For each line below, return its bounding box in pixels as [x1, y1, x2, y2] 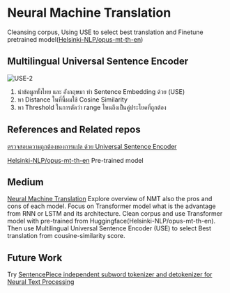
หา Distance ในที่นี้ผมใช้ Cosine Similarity [17, 95, 128, 104]
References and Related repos [7, 124, 141, 136]
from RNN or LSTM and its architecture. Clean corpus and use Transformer [7, 209, 223, 218]
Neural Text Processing [7, 278, 75, 286]
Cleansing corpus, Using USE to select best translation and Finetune [7, 28, 204, 36]
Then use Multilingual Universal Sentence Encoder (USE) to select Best [7, 224, 211, 232]
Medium [7, 176, 44, 188]
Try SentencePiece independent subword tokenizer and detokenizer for [7, 270, 213, 279]
